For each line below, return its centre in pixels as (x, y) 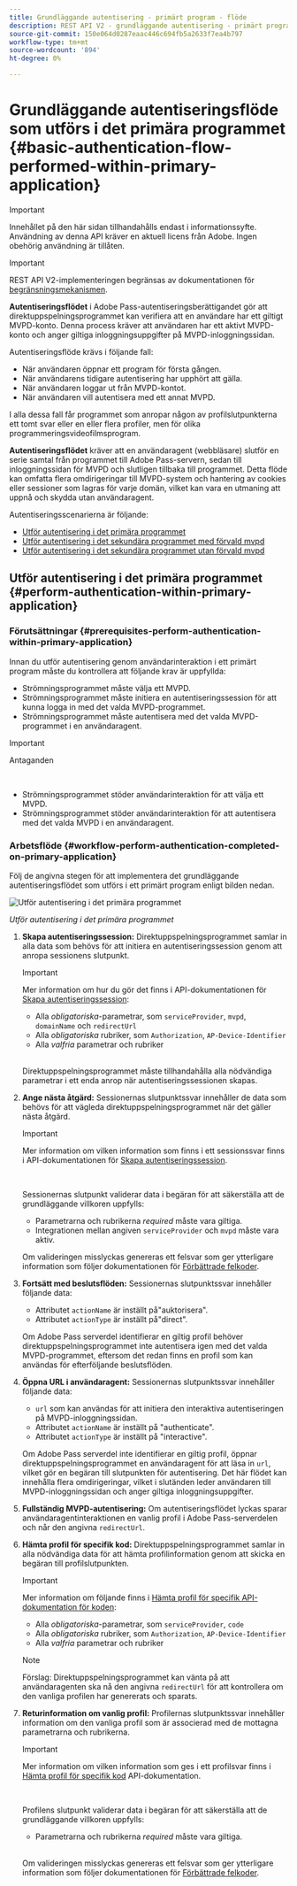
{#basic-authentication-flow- (121, 148)
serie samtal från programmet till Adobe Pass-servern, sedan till (126, 459)
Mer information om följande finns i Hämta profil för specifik (131, 1597)
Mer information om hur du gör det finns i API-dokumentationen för (144, 989)
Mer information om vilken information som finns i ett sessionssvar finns (153, 1151)
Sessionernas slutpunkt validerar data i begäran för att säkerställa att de (153, 1194)
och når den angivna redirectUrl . (84, 1527)
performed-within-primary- (113, 167)
